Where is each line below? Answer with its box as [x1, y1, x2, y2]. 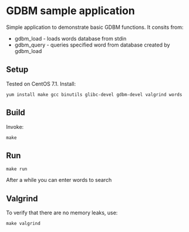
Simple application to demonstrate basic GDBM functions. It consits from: [6, 24, 184, 31]
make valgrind [6, 221, 41, 227]
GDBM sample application [6, 4, 135, 18]
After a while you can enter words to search [6, 177, 112, 184]
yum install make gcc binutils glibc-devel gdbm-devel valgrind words [6, 91, 183, 98]
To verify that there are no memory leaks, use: [6, 209, 118, 216]
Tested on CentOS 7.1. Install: [6, 80, 76, 87]
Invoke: [6, 123, 24, 130]
